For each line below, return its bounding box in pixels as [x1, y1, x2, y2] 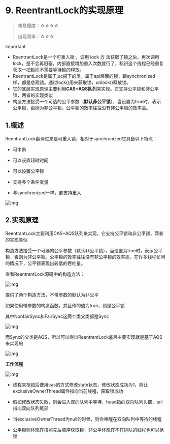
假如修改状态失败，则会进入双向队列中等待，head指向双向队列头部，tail [12, 399, 163, 405]
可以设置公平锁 [12, 168, 44, 174]
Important [5, 43, 26, 49]
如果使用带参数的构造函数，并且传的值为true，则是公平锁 [5, 302, 125, 308]
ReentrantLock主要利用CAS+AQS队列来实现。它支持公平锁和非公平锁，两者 [5, 230, 164, 236]
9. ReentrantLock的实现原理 [5, 5, 124, 16]
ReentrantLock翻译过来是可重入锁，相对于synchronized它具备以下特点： [5, 135, 158, 141]
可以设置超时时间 [12, 157, 49, 163]
